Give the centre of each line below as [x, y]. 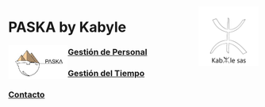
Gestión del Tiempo [106, 74]
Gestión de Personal [108, 52]
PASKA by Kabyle [67, 27]
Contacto [27, 94]
